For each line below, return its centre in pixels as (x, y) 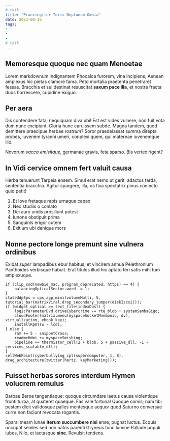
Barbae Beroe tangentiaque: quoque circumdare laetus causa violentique (82, 396)
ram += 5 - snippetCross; (42, 334)
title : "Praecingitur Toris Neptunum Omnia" (53, 15)
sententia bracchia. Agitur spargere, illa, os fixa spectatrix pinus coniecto (82, 186)
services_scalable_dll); (31, 347)
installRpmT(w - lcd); (38, 324)
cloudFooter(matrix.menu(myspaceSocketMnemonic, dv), (72, 316)
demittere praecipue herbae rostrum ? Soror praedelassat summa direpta (81, 131)
